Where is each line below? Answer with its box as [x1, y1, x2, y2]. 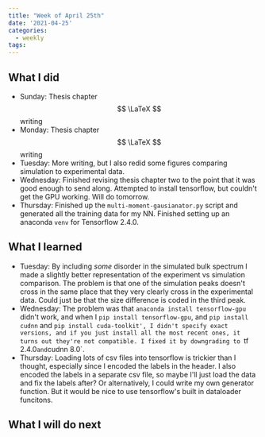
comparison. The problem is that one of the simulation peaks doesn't [19, 278, 246, 288]
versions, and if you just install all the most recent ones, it [19, 329, 240, 337]
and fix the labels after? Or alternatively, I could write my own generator [19, 378, 254, 388]
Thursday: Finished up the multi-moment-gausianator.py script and [19, 200, 238, 210]
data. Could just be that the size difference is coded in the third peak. [19, 295, 246, 304]
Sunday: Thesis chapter [19, 91, 98, 101]
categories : [8, 26, 48, 34]
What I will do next [8, 418, 102, 431]
